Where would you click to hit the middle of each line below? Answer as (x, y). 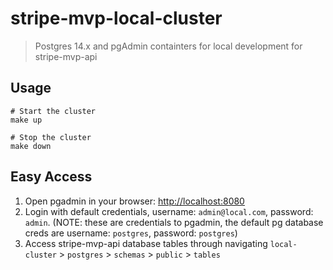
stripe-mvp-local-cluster (116, 18)
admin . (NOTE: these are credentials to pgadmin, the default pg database (174, 222)
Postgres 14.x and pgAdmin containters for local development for (168, 46)
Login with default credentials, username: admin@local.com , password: (169, 211)
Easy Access (51, 177)
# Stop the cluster (51, 137)
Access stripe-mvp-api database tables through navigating (146, 243)
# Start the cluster (53, 111)
